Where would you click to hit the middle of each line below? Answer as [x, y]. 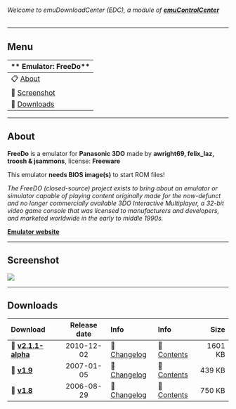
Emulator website [33, 231]
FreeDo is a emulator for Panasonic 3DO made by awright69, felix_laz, [111, 153]
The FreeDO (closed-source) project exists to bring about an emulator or [112, 188]
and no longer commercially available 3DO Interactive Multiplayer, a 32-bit [116, 203]
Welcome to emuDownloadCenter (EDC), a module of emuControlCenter [113, 10]
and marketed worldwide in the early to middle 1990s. [85, 218]
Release [84, 325]
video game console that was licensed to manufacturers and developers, [113, 210]
